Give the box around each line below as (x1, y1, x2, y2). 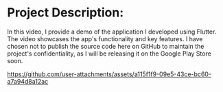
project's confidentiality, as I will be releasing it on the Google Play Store (7, 49, 211, 58)
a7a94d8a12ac (7, 77, 49, 85)
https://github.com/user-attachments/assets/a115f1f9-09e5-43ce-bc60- (7, 70, 211, 78)
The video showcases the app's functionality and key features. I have (7, 34, 204, 43)
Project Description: (7, 5, 124, 21)
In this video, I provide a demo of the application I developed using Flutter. (7, 27, 217, 36)
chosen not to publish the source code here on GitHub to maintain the (7, 42, 204, 50)
